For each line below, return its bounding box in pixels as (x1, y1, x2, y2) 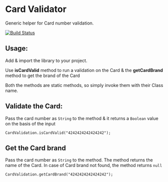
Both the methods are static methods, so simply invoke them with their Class (5, 82, 163, 88)
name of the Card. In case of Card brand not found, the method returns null (5, 162, 162, 168)
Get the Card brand (5, 143, 66, 152)
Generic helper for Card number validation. (5, 20, 94, 26)
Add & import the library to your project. (5, 57, 88, 63)
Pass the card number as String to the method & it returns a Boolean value (5, 115, 159, 121)
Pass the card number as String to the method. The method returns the (5, 157, 153, 163)
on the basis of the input (5, 120, 56, 126)
